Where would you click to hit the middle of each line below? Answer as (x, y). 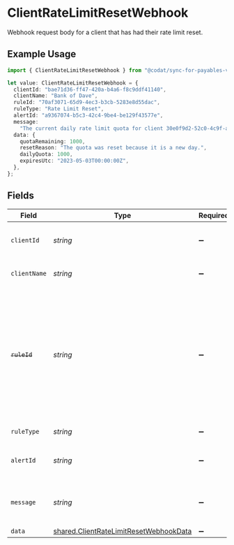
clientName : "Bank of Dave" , (56, 96)
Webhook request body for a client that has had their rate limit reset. (105, 32)
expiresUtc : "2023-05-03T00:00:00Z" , (75, 161)
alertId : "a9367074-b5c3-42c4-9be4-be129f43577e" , (88, 115)
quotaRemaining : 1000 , (53, 141)
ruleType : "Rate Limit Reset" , (59, 109)
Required (214, 215)
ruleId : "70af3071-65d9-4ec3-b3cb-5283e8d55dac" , (87, 103)
